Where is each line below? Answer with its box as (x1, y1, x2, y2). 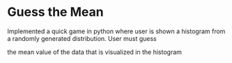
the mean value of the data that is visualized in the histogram (7, 48, 183, 56)
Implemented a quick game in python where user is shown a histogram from (7, 27, 226, 35)
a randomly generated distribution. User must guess (7, 34, 157, 42)
